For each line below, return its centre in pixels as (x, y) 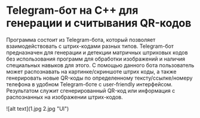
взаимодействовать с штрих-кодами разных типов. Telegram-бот (90, 46)
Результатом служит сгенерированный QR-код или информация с (91, 90)
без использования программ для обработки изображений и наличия (96, 59)
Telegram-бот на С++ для (72, 10)
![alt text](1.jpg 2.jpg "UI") (38, 108)
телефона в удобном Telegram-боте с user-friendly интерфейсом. (90, 84)
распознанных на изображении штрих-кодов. (65, 97)
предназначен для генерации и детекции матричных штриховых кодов (97, 52)
